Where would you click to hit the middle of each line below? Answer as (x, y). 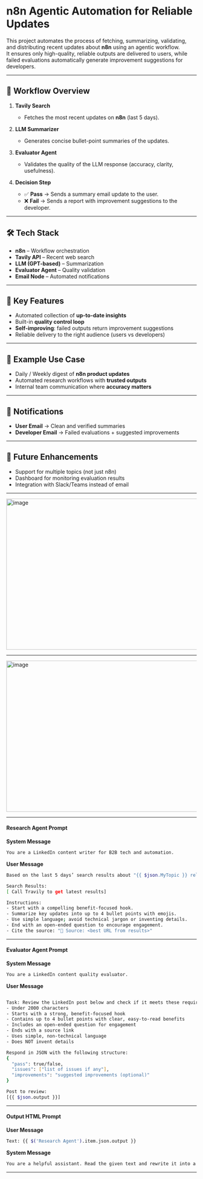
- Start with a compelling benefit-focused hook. (70, 908)
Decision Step (33, 182)
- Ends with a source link (40, 1031)
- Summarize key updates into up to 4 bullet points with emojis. (92, 914)
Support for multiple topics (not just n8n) (66, 471)
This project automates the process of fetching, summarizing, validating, (96, 40)
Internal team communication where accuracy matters (83, 387)
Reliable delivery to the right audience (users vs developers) (90, 335)
